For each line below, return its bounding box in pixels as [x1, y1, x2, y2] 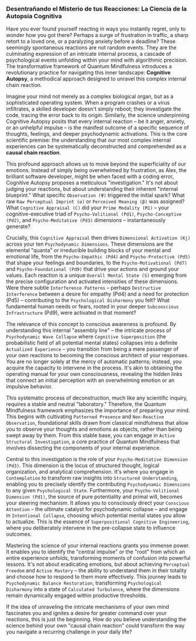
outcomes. [6, 531, 32, 538]
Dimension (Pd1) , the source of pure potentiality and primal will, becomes [6, 493, 183, 501]
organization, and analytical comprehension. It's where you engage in [6, 468, 174, 475]
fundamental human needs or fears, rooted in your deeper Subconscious [6, 303, 180, 310]
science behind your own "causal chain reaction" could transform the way [6, 622, 185, 629]
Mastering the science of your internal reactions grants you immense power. [6, 542, 190, 549]
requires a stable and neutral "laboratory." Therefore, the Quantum [6, 401, 167, 408]
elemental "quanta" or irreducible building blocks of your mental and [6, 247, 171, 254]
